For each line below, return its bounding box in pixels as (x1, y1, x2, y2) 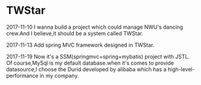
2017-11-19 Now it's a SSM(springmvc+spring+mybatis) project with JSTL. (6, 53, 190, 60)
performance (6, 72, 39, 79)
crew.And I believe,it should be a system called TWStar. (6, 29, 144, 37)
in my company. (40, 72, 79, 79)
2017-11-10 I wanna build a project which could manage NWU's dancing (6, 23, 184, 31)
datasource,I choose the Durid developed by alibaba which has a (6, 65, 167, 72)
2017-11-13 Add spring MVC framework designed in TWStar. (6, 41, 155, 48)
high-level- (167, 65, 195, 72)
